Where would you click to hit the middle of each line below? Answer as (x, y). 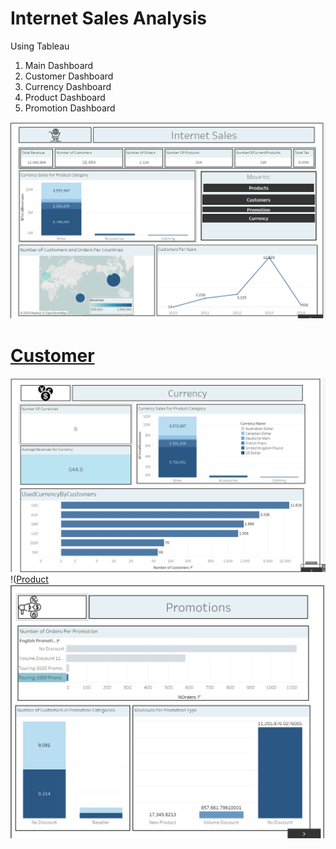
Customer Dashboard (69, 76)
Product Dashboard (65, 97)
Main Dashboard (59, 65)
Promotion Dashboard (70, 108)
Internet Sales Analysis (109, 18)
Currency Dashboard (68, 86)
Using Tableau (40, 46)
